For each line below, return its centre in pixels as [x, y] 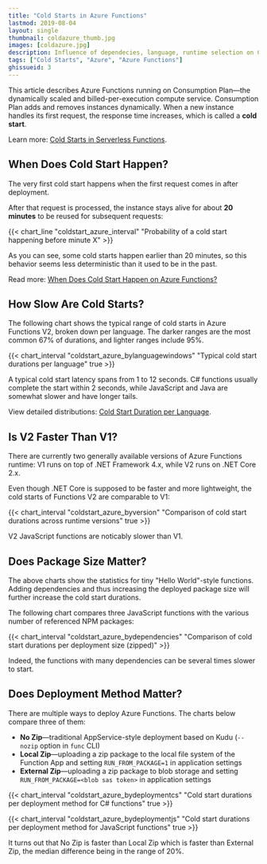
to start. [21, 669]
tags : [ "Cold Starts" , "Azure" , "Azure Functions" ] [95, 61]
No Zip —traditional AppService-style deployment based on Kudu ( [129, 737]
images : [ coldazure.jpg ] [49, 45]
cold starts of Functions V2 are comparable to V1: [89, 497]
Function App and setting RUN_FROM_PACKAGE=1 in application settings [131, 762]
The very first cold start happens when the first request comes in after [123, 183]
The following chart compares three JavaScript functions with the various [129, 613]
